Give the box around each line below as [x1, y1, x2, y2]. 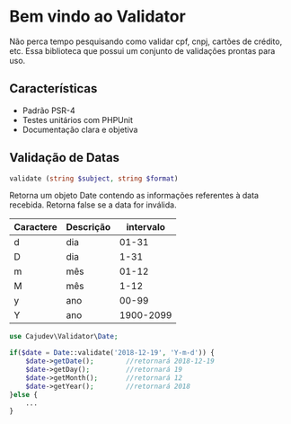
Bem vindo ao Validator [9, 6, 186, 27]
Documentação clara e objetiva [22, 124, 138, 135]
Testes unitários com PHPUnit [22, 114, 133, 125]
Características [9, 81, 98, 96]
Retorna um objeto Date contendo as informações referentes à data [9, 190, 259, 201]
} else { [9, 390, 39, 399]
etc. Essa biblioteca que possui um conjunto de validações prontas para [9, 45, 276, 56]
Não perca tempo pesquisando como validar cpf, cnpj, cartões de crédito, [9, 36, 283, 47]
